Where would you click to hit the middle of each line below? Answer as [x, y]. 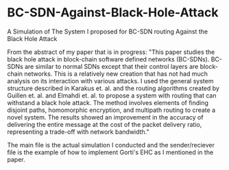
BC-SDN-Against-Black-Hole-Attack [113, 13]
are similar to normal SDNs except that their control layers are [111, 66]
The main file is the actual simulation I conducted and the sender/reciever [111, 145]
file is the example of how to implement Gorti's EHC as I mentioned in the [110, 152]
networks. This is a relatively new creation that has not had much [116, 74]
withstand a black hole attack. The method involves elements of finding [108, 102]
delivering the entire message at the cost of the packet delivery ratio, [105, 124]
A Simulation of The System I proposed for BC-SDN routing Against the [107, 31]
